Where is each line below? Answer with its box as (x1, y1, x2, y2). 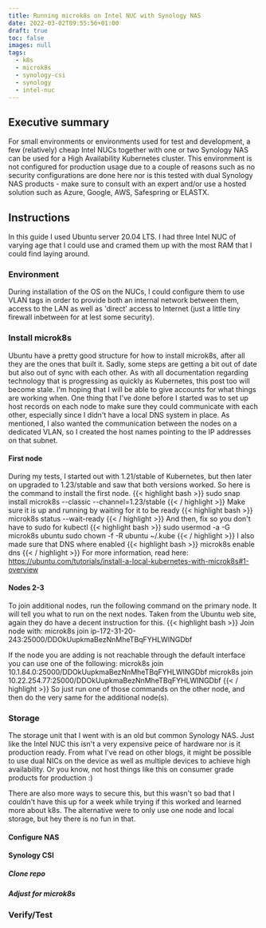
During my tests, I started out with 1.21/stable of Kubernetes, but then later (8, 471, 252, 481)
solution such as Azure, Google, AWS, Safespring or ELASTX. (8, 188, 209, 197)
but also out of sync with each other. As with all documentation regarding (8, 367, 249, 377)
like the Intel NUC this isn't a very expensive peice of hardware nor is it (8, 740, 241, 749)
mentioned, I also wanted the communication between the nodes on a (8, 418, 237, 428)
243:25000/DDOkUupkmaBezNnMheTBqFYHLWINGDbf (8, 635, 193, 644)
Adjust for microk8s (8, 889, 76, 898)
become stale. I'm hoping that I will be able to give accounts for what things (8, 384, 256, 394)
